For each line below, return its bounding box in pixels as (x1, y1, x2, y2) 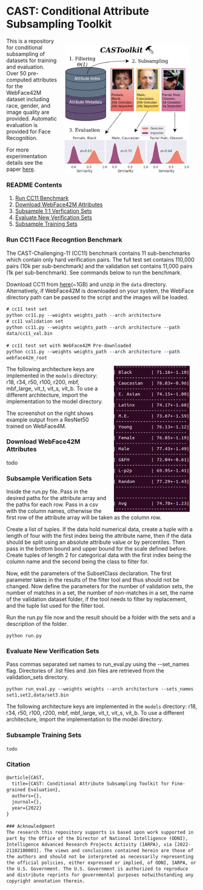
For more (6, 146, 29, 153)
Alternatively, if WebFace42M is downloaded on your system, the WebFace (6, 287, 194, 294)
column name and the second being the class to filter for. (6, 558, 149, 565)
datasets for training (6, 57, 57, 64)
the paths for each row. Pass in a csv (6, 501, 99, 509)
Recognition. (6, 134, 38, 141)
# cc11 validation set (6, 318, 64, 324)
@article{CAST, (6, 774, 45, 781)
